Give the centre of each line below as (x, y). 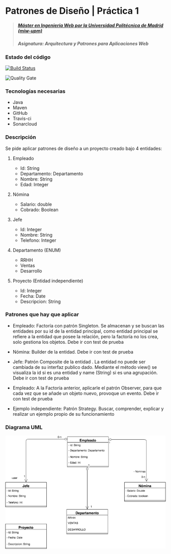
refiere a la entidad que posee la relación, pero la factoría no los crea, (85, 336)
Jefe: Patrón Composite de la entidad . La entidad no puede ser (79, 362)
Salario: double (36, 204)
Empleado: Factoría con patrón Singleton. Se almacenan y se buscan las (88, 325)
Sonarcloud (25, 124)
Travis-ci (22, 119)
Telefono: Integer (38, 240)
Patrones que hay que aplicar (42, 315)
